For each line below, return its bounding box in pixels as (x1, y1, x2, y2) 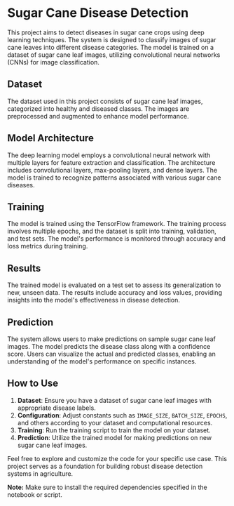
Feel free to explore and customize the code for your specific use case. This (7, 454, 228, 462)
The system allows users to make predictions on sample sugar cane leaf (7, 335, 216, 343)
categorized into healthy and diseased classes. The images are (7, 104, 190, 113)
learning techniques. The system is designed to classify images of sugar (7, 35, 216, 44)
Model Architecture (7, 132, 95, 145)
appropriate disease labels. (17, 404, 96, 412)
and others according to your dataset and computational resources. (17, 418, 213, 427)
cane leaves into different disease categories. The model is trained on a (7, 43, 214, 51)
